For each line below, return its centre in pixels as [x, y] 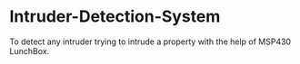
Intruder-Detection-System [115, 17]
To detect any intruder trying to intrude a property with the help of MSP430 [150, 41]
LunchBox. [30, 50]
